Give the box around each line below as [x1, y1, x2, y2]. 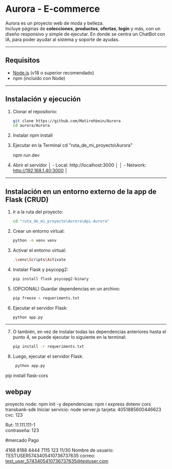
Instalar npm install [12, 132, 53, 138]
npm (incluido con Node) [12, 75, 66, 81]
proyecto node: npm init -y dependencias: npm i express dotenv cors [5, 401, 151, 407]
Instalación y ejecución [5, 95, 81, 104]
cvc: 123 [5, 412, 23, 418]
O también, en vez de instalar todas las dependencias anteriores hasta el [12, 329, 166, 335]
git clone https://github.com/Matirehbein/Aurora [12, 118, 121, 124]
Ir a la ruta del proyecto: [12, 209, 63, 215]
